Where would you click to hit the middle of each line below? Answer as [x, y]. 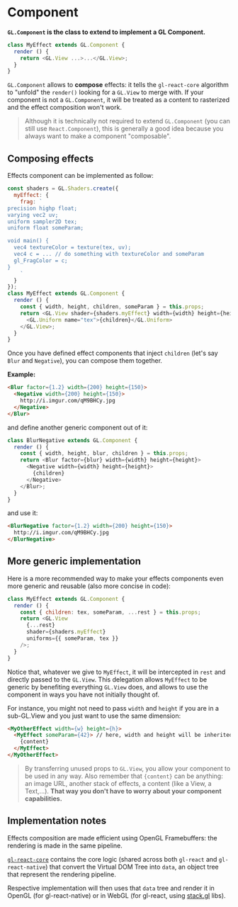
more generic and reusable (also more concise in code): [89, 586]
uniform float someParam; [45, 228]
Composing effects [51, 158]
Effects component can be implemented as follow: [80, 176]
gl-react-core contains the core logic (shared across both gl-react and [112, 859]
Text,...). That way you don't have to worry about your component [123, 791]
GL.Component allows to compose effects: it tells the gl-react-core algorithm [118, 85]
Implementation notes [57, 821]
